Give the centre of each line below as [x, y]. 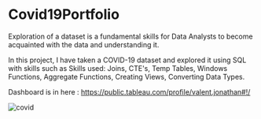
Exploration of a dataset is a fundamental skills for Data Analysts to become [130, 36]
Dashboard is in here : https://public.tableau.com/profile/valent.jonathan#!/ [129, 91]
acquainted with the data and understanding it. [84, 44]
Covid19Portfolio [64, 15]
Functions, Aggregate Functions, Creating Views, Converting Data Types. [127, 76]
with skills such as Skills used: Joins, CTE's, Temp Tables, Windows [118, 68]
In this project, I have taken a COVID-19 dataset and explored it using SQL [127, 60]
